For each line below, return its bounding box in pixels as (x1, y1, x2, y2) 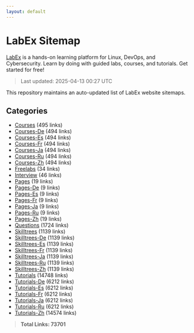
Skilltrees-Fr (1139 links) (14, 247, 73, 254)
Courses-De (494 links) (14, 128, 72, 135)
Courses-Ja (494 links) (14, 147, 71, 154)
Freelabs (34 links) (14, 166, 61, 173)
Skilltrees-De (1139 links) (14, 234, 75, 242)
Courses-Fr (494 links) (14, 140, 71, 147)
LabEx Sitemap (6, 34, 81, 47)
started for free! (6, 66, 45, 73)
